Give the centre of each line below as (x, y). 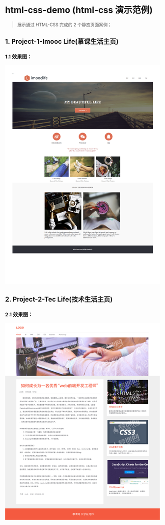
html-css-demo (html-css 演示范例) (79, 10)
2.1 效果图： (19, 314)
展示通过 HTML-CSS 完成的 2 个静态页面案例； (64, 25)
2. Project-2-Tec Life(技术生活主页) (59, 299)
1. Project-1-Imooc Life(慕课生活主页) (62, 41)
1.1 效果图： (19, 57)
